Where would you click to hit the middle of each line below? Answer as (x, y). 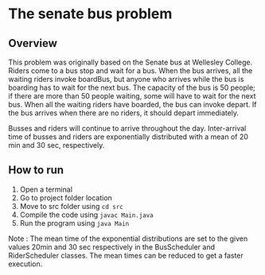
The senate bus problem (90, 14)
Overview (33, 43)
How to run (36, 170)
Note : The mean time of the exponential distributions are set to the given (128, 238)
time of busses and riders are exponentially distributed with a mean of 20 (129, 137)
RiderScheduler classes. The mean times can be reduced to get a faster (126, 255)
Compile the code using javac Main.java (86, 215)
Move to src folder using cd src (71, 206)
